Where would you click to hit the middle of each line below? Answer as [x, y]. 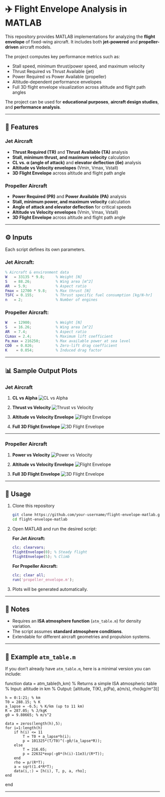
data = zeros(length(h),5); [34, 724]
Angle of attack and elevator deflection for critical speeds [72, 207]
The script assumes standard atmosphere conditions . [68, 631]
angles [19, 92]
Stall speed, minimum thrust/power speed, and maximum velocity [78, 66]
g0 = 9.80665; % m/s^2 [28, 715]
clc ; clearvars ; [29, 548]
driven [12, 47]
